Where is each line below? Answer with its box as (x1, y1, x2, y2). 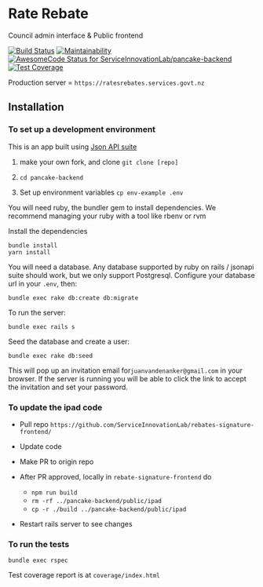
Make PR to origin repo (19, 457, 94, 466)
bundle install (8, 241, 58, 250)
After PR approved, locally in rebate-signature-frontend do (19, 472, 212, 481)
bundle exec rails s (8, 323, 76, 330)
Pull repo (19, 419, 49, 428)
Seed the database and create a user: (8, 337, 130, 346)
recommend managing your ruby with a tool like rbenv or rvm (8, 211, 206, 221)
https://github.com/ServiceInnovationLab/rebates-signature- (49, 421, 255, 428)
